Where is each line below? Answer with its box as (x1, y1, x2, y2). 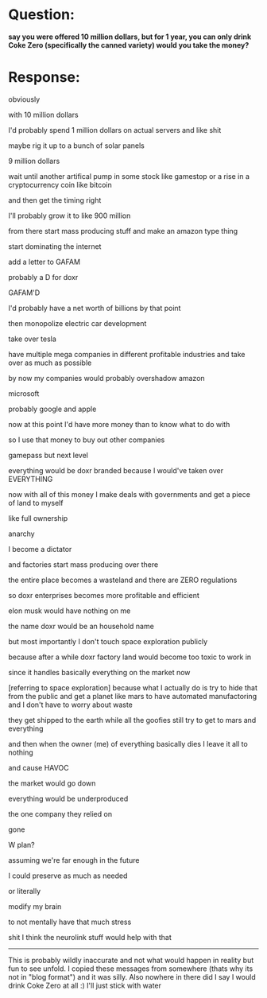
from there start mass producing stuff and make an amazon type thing (8, 226, 238, 235)
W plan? (8, 840, 35, 849)
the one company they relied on (8, 809, 113, 818)
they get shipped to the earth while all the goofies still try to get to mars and (8, 715, 257, 724)
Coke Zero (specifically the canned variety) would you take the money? (8, 40, 250, 49)
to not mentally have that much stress (8, 917, 132, 926)
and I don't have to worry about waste (8, 700, 133, 709)
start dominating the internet (8, 241, 102, 251)
